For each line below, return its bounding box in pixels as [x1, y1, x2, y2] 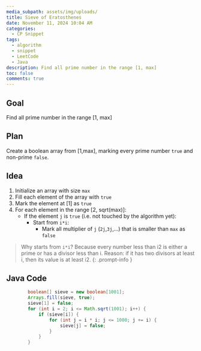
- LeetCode [11, 53, 39, 59]
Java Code [6, 273, 47, 283]
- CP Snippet [11, 31, 44, 37]
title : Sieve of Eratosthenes [6, 14, 82, 20]
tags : [6, 37, 20, 43]
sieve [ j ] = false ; [59, 322, 106, 329]
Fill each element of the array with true [14, 193, 112, 200]
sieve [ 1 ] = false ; [28, 301, 74, 307]
